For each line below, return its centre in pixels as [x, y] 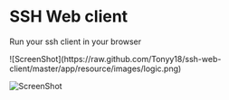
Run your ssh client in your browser [76, 41]
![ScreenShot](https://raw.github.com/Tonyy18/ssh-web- [115, 59]
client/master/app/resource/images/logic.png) [95, 68]
